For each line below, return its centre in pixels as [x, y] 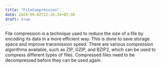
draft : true [18, 19]
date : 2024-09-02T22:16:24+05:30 [40, 15]
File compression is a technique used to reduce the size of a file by [74, 34]
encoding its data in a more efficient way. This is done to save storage [77, 39]
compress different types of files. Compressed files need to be [70, 55]
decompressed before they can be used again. [53, 60]
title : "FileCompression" [32, 10]
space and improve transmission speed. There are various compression [79, 44]
